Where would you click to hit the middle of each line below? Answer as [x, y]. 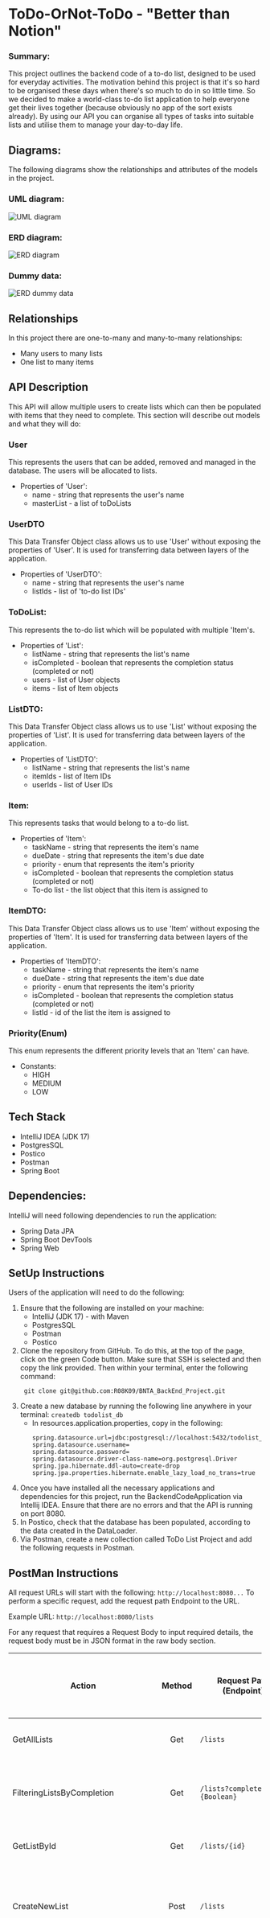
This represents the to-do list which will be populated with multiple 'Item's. [132, 630]
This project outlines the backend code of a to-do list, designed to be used [132, 74]
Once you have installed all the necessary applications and [117, 1488]
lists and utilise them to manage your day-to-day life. [96, 125]
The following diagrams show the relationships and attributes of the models [133, 170]
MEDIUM [47, 1083]
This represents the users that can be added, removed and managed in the [132, 462]
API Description [48, 387]
